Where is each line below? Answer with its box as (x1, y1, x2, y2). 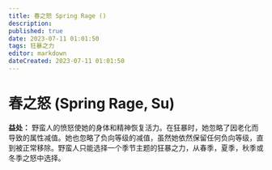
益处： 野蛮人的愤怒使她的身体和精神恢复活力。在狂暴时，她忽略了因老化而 (8, 122, 259, 132)
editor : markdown (8, 49, 67, 57)
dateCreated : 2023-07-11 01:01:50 (8, 57, 125, 66)
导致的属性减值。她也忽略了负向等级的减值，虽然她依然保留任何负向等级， (8, 133, 257, 142)
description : (8, 19, 53, 28)
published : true (8, 27, 63, 35)
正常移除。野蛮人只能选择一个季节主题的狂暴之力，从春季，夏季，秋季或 (22, 142, 264, 152)
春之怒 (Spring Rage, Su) (8, 95, 176, 113)
